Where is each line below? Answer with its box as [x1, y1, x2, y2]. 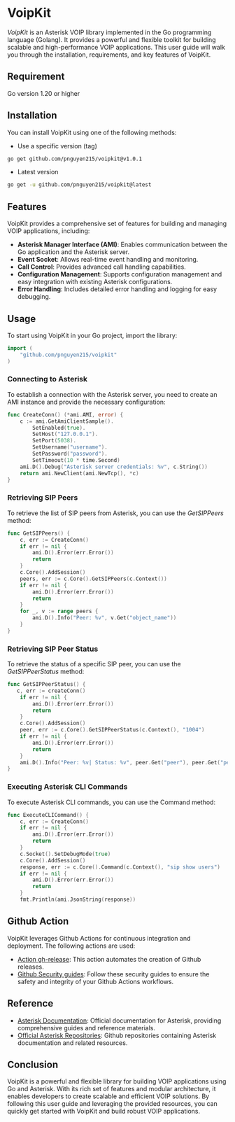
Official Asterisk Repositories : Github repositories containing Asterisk [17, 1031, 217, 1039]
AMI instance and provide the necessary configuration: [7, 398, 166, 406]
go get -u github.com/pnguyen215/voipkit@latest [7, 181, 152, 188]
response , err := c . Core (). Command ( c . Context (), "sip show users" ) [20, 863, 220, 871]
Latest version [17, 168, 59, 176]
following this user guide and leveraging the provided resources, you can [7, 1100, 218, 1108]
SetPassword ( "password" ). [32, 450, 108, 458]
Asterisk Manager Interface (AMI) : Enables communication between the [17, 240, 228, 249]
